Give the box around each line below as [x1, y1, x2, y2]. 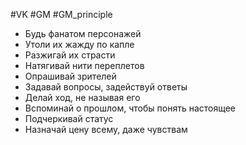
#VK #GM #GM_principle [10, 9, 113, 20]
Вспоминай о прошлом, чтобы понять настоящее [24, 102, 237, 114]
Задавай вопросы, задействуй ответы [24, 81, 188, 93]
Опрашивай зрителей [24, 70, 117, 82]
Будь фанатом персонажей [24, 28, 142, 39]
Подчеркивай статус [24, 113, 114, 124]
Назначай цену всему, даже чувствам [24, 124, 188, 135]
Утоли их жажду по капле [24, 39, 135, 50]
